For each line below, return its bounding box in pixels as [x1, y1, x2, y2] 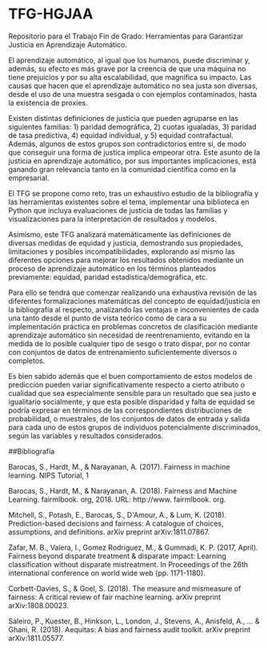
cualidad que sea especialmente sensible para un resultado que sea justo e [8, 388, 257, 397]
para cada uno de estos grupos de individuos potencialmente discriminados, [8, 422, 261, 432]
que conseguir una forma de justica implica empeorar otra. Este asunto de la [8, 147, 261, 157]
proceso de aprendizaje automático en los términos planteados [8, 264, 217, 273]
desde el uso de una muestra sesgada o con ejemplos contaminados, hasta [8, 89, 258, 99]
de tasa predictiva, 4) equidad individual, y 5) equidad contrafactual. [8, 130, 234, 140]
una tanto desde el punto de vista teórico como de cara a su [8, 313, 207, 323]
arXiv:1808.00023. [8, 600, 70, 610]
